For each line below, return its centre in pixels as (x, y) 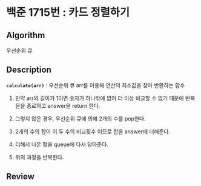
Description (29, 70)
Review (21, 177)
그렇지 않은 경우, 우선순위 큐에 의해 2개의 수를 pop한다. (80, 118)
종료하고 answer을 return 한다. (63, 105)
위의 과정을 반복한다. (39, 157)
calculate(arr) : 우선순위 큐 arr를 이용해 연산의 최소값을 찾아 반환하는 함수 (96, 85)
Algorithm (26, 35)
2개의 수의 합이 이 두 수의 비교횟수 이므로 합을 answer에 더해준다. (93, 131)
